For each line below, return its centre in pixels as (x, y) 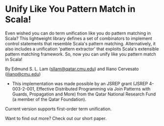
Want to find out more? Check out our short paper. (56, 118)
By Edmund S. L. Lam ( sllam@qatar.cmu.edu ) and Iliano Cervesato (72, 69)
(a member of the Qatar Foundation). (49, 99)
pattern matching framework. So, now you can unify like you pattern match (81, 54)
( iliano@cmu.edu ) (23, 74)
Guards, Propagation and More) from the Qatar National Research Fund (84, 94)
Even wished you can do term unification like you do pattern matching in (78, 33)
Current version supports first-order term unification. (58, 109)
